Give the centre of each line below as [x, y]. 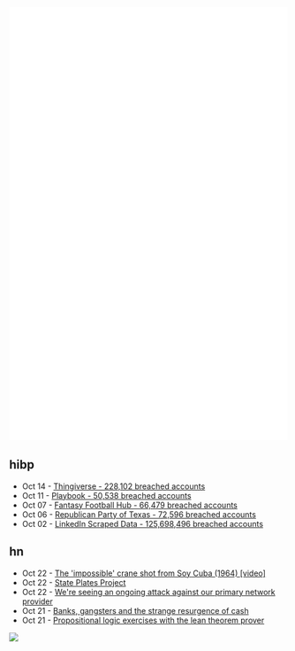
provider [37, 601]
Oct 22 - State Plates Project [74, 582]
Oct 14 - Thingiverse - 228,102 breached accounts [113, 486]
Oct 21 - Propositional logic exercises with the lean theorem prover [143, 620]
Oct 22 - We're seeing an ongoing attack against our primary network [148, 592]
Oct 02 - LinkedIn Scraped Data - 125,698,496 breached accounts [142, 523]
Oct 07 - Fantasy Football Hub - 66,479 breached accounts [130, 505]
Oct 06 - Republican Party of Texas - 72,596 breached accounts [139, 514]
